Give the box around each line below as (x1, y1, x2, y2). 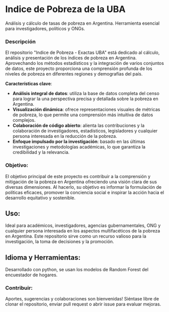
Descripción (5, 38, 36, 45)
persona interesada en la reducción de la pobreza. (12, 133, 118, 139)
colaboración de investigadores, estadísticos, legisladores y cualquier (12, 128, 158, 134)
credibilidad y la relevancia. (12, 149, 70, 155)
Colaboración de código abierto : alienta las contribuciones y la (12, 122, 145, 129)
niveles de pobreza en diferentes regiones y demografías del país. (5, 71, 143, 77)
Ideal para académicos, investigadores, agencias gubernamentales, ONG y (5, 222, 161, 228)
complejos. (12, 117, 36, 123)
